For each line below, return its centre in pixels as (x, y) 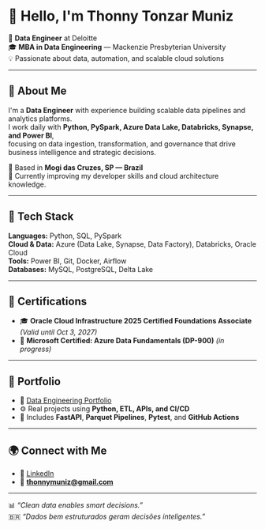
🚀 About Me (37, 91)
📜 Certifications (48, 301)
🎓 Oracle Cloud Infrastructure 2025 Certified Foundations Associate (136, 321)
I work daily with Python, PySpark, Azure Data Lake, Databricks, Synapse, (131, 127)
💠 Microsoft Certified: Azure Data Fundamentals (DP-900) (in (122, 341)
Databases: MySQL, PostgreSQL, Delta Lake (81, 269)
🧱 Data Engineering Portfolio (65, 401)
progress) (35, 349)
